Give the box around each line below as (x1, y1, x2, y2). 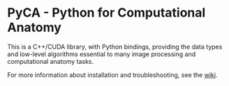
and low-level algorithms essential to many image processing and (7, 50, 196, 58)
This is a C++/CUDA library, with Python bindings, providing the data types (7, 42, 223, 51)
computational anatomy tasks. (7, 57, 94, 65)
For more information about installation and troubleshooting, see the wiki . (7, 71, 218, 79)
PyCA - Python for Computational (7, 5, 206, 21)
